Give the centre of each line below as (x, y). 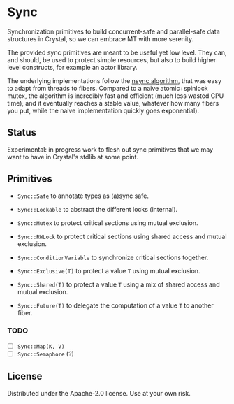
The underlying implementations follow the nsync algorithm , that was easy (115, 80)
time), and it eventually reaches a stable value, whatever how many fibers (113, 103)
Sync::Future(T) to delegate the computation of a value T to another (116, 305)
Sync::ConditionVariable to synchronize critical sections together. (113, 257)
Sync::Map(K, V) (41, 347)
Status (22, 132)
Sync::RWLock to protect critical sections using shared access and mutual (122, 236)
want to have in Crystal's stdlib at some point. (73, 157)
